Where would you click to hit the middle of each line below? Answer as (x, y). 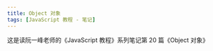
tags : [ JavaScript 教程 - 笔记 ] (52, 20)
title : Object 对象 (34, 13)
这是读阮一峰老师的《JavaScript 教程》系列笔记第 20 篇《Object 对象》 (108, 40)
